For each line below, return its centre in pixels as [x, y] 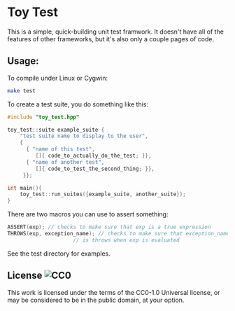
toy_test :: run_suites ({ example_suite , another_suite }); [103, 194]
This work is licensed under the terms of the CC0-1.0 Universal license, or [114, 292]
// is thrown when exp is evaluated [126, 240]
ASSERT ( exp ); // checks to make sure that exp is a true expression [109, 227]
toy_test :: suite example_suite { [56, 130]
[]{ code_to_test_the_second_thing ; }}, [95, 169]
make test [22, 91]
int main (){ [24, 188]
